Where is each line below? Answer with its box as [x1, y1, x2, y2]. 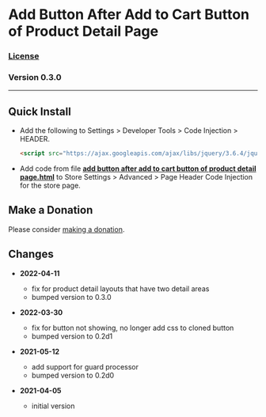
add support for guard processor [31, 362, 139, 371]
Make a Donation [8, 203, 93, 217]
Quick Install [8, 104, 71, 118]
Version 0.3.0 [8, 72, 62, 83]
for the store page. [19, 180, 81, 191]
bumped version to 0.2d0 [31, 370, 115, 380]
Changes [8, 248, 54, 261]
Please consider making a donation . [8, 224, 125, 234]
